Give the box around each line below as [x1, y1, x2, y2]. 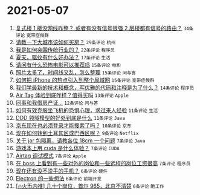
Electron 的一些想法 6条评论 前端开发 [15, 174, 102, 182]
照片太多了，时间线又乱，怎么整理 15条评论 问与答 [15, 68, 137, 76]
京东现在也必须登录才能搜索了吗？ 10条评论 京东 [15, 122, 132, 129]
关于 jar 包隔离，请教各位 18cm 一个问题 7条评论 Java [15, 137, 146, 144]
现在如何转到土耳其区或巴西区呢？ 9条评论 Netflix [15, 129, 139, 136]
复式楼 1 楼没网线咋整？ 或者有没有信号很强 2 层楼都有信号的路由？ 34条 [15, 24, 194, 31]
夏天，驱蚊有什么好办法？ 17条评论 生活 [15, 53, 111, 61]
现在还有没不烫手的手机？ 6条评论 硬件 [15, 167, 108, 174]
